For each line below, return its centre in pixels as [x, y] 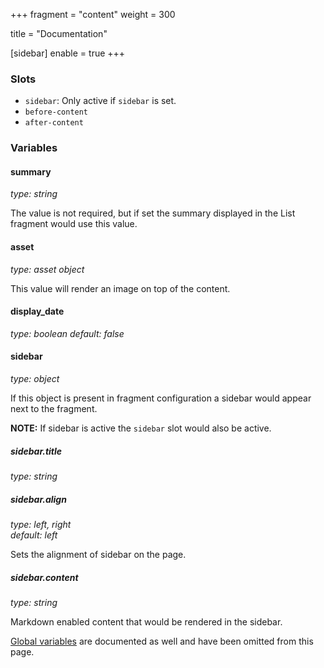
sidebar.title [36, 451]
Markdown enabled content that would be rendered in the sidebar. [146, 621]
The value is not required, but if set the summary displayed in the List [153, 213]
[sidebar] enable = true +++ [68, 53]
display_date [37, 311]
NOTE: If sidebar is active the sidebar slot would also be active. [141, 428]
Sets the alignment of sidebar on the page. [98, 554]
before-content [56, 112]
